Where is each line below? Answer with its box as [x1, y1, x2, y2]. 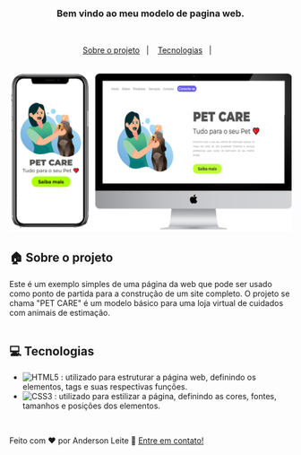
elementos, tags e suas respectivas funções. [21, 381, 188, 392]
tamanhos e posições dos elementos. [21, 400, 161, 411]
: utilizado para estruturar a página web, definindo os [61, 372, 257, 383]
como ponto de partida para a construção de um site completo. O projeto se [9, 288, 290, 299]
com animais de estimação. [9, 307, 110, 318]
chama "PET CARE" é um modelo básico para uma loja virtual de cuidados [9, 297, 284, 308]
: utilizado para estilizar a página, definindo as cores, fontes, [54, 391, 278, 402]
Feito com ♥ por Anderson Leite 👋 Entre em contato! [9, 435, 204, 446]
